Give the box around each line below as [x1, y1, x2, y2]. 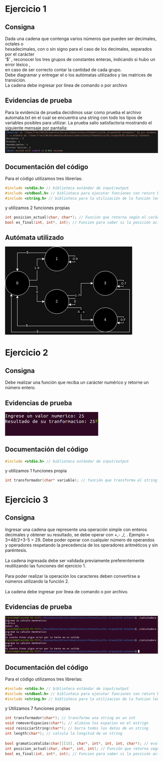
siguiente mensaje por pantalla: [5, 125, 68, 131]
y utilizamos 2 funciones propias [5, 205, 70, 211]
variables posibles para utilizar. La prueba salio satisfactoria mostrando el [5, 119, 152, 125]
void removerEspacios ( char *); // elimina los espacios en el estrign [5, 721, 149, 725]
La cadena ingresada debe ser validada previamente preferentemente [5, 557, 145, 564]
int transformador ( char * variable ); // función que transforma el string [5, 478, 158, 483]
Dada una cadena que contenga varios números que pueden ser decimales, [5, 36, 157, 41]
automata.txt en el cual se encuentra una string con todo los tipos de [5, 115, 143, 120]
